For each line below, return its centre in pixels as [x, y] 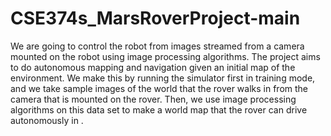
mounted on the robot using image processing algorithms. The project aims [165, 56]
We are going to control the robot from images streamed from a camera [157, 46]
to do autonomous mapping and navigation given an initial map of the [153, 67]
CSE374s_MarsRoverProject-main [155, 18]
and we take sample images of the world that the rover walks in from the [159, 88]
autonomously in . [47, 120]
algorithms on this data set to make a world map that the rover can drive [159, 109]
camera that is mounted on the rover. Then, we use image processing [153, 99]
